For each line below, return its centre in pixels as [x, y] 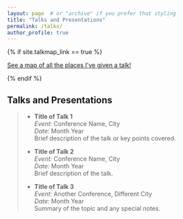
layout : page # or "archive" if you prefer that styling [91, 13]
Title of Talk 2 [54, 152]
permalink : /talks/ [35, 26]
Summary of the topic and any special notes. [97, 209]
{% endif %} [25, 79]
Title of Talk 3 [54, 187]
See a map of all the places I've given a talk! [69, 65]
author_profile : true [38, 33]
